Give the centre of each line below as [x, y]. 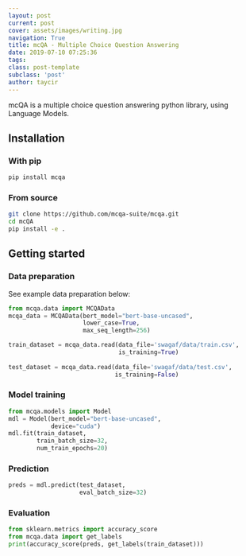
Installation [37, 138]
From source [33, 197]
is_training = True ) [148, 352]
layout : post [30, 16]
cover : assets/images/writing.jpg [65, 30]
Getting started [47, 254]
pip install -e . [37, 229]
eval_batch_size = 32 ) [113, 493]
